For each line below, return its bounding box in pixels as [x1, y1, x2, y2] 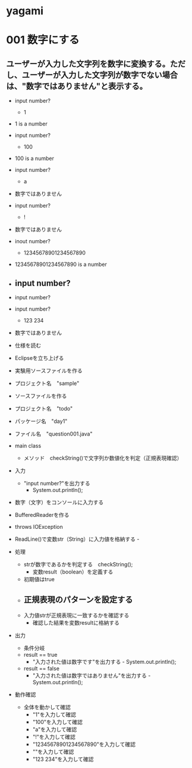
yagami [6, 4, 43, 18]
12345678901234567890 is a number [14, 261, 107, 268]
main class [14, 442, 42, 449]
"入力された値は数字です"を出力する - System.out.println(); [32, 658, 177, 665]
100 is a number [14, 155, 55, 162]
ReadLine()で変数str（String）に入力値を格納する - [14, 535, 140, 543]
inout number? [14, 238, 51, 245]
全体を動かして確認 [23, 703, 71, 710]
